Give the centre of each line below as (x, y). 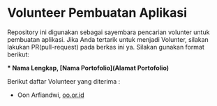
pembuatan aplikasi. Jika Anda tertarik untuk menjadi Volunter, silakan (108, 39)
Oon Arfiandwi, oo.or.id (51, 95)
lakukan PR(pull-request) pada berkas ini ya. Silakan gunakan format (106, 47)
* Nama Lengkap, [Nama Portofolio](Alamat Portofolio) (88, 68)
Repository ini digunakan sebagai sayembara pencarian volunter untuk (108, 32)
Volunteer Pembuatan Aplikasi (97, 13)
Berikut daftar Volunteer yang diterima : (64, 81)
